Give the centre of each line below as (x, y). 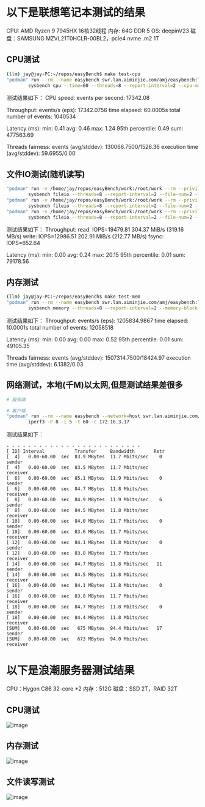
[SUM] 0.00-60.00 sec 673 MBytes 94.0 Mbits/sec (77, 639)
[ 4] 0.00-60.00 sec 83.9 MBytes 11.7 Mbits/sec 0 (85, 457)
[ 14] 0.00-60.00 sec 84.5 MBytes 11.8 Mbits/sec (77, 575)
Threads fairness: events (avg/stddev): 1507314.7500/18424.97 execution (99, 358)
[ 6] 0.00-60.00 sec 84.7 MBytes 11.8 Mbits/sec (77, 489)
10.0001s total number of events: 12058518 (60, 327)
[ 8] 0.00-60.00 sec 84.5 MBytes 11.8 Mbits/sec (77, 510)
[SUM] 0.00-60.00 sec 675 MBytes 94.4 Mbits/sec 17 (85, 629)
